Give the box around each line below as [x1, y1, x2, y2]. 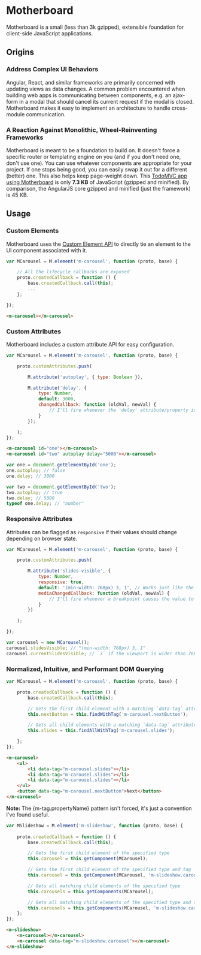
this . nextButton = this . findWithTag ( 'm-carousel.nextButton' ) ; [28, 711, 188, 717]
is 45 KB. [6, 191, 29, 198]
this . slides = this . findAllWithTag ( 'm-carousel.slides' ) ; [28, 728, 175, 734]
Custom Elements [6, 227, 59, 235]
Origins [6, 47, 35, 58]
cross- [171, 104, 188, 112]
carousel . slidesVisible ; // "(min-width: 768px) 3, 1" [6, 645, 146, 651]
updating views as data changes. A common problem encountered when [6, 85, 185, 92]
